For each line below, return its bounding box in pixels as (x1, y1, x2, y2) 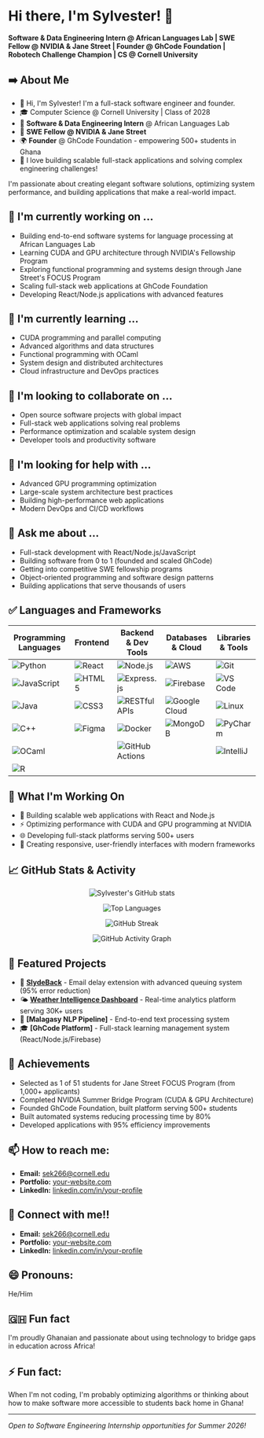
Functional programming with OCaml (19, 350, 139, 359)
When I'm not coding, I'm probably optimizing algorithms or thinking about (8, 1389, 249, 1399)
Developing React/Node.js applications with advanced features (19, 289, 224, 299)
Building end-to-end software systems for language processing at (19, 231, 233, 241)
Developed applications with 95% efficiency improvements (19, 1120, 211, 1129)
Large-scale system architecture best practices (19, 487, 174, 496)
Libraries (217, 632, 251, 643)
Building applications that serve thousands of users (19, 581, 186, 590)
